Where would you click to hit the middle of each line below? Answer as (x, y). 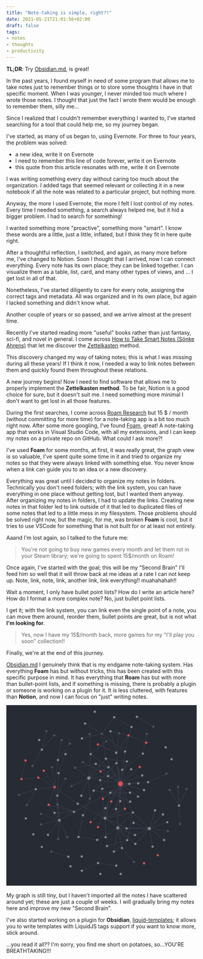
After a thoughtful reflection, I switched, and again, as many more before (97, 252)
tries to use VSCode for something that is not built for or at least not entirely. (101, 526)
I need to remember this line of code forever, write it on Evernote (95, 161)
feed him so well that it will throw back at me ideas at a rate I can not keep (98, 573)
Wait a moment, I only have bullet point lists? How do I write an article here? (100, 592)
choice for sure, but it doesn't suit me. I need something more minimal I (95, 394)
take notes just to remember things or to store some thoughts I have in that (99, 87)
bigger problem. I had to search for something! (64, 216)
